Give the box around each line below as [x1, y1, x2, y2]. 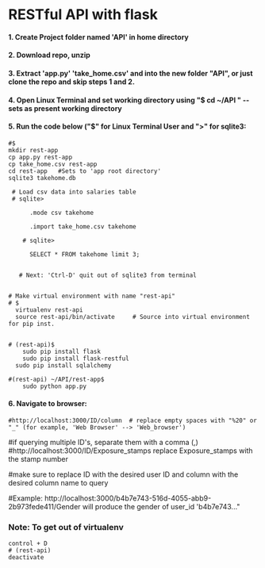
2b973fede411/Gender [8, 501, 81, 511]
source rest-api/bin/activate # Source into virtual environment [15, 313, 250, 320]
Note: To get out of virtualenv [8, 521, 125, 532]
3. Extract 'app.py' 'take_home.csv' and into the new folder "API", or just [8, 68, 253, 78]
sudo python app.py [22, 382, 87, 390]
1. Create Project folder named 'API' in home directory [8, 32, 189, 41]
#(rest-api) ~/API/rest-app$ [8, 375, 105, 383]
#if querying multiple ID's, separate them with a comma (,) [8, 437, 198, 447]
